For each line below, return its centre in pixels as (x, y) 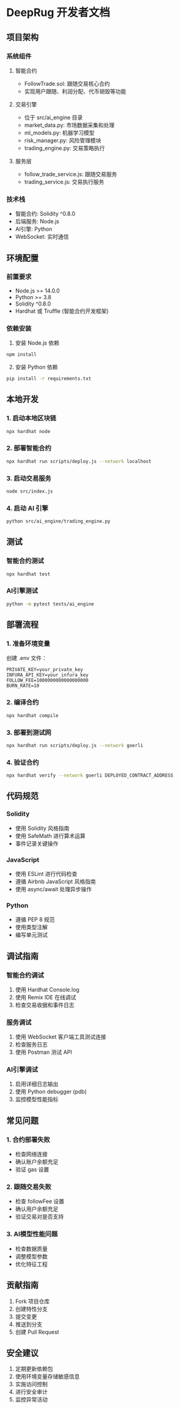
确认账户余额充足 (37, 1162)
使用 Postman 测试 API (43, 1052)
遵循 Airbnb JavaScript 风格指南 (55, 881)
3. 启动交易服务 (29, 478)
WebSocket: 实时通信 (42, 237)
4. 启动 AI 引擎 (27, 508)
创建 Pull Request (37, 1332)
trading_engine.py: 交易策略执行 (64, 148)
